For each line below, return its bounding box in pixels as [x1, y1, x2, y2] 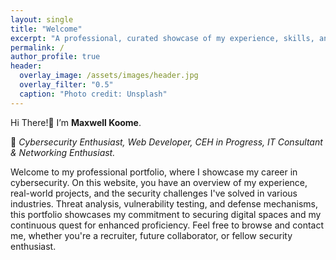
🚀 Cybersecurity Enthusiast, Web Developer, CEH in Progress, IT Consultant [10, 136, 323, 148]
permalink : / [10, 42, 65, 53]
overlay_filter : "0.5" [19, 80, 114, 90]
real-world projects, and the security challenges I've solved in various [10, 187, 298, 199]
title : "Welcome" [10, 24, 83, 34]
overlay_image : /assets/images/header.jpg [19, 71, 199, 81]
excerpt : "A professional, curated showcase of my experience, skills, [10, 33, 315, 43]
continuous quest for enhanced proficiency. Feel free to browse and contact [10, 219, 325, 231]
